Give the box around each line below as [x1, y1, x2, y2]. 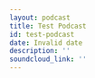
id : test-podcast [9, 30, 75, 39]
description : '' [9, 47, 71, 56]
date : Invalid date [9, 38, 83, 48]
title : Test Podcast [9, 22, 88, 30]
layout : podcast [9, 13, 71, 22]
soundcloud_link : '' [9, 55, 88, 64]
